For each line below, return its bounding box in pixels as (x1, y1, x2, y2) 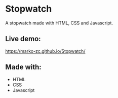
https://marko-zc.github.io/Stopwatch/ (5, 48, 86, 54)
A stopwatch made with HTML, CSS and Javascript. (5, 20, 113, 26)
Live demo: (5, 35, 42, 43)
